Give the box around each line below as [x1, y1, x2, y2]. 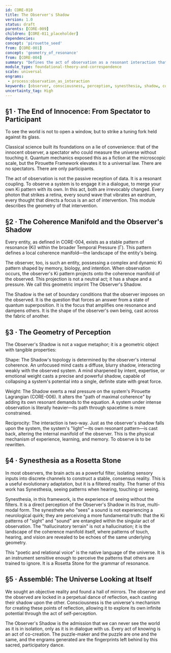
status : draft [5, 21, 36, 27]
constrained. [5, 409, 32, 416]
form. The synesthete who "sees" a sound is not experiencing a [19, 506, 153, 513]
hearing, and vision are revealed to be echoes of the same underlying [5, 534, 151, 540]
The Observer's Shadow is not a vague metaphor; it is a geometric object [5, 341, 159, 347]
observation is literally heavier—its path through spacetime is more [5, 404, 146, 410]
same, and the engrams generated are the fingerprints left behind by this [5, 636, 158, 642]
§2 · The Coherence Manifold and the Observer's [5, 217, 163, 226]
